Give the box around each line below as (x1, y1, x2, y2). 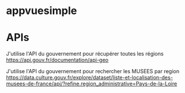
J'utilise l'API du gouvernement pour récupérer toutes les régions (6, 50, 164, 57)
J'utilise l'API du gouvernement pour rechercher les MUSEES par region (6, 68, 180, 75)
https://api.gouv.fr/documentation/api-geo (6, 57, 109, 64)
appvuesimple (6, 4, 78, 18)
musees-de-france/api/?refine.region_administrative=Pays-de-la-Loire (6, 80, 177, 87)
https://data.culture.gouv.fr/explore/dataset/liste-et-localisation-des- (6, 74, 173, 81)
